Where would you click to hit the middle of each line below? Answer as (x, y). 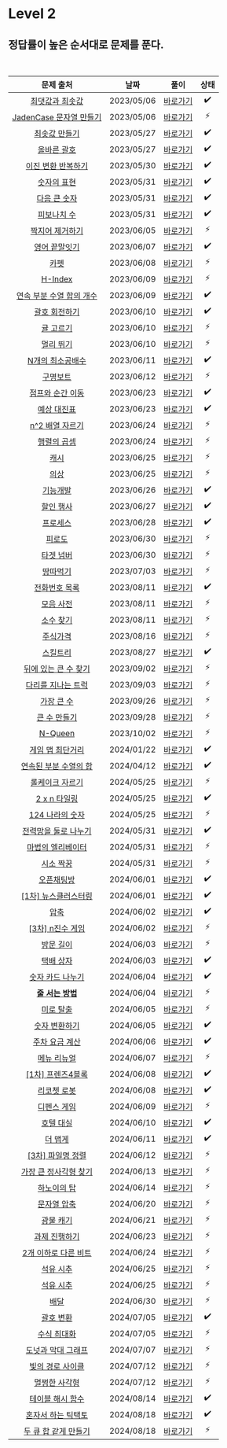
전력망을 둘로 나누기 (57, 831)
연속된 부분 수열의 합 (57, 766)
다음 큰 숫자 (57, 198)
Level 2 (32, 14)
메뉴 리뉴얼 (57, 1058)
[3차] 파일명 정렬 (57, 1155)
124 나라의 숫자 (57, 815)
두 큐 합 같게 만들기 (57, 1431)
